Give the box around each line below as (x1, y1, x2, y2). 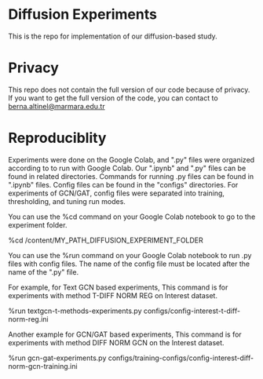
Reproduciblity (8, 129, 107, 147)
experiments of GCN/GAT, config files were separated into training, (8, 188, 225, 198)
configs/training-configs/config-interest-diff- (108, 353, 254, 363)
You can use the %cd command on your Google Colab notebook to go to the (8, 212, 256, 221)
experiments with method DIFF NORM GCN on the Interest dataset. (8, 337, 225, 347)
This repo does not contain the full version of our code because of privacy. (8, 85, 250, 94)
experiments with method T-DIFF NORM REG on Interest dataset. (8, 290, 218, 300)
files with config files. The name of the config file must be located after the (8, 259, 250, 268)
